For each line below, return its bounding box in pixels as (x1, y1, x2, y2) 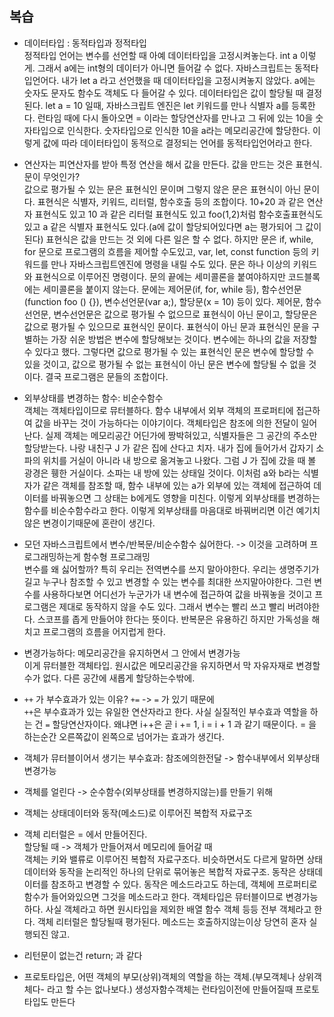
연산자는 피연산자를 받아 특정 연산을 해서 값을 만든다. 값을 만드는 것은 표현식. (23, 158, 323, 170)
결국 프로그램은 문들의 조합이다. (45, 370, 169, 382)
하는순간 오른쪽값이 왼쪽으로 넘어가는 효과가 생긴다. (23, 730, 225, 742)
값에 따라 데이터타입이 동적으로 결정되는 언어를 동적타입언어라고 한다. (42, 137, 313, 149)
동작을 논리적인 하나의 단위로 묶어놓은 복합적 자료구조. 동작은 (58, 865, 297, 877)
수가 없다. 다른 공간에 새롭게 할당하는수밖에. (23, 672, 196, 684)
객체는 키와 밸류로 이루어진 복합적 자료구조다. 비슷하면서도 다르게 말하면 (23, 853, 305, 865)
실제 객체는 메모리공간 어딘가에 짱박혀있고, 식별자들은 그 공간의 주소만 (45, 429, 318, 441)
